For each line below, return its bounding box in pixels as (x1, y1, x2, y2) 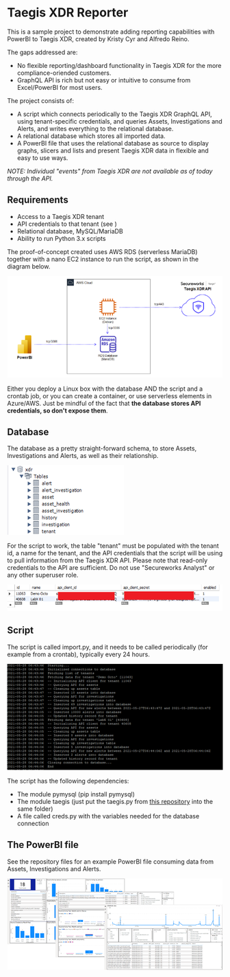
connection (16, 819, 49, 828)
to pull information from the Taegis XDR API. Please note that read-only (7, 556, 208, 564)
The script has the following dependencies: (7, 777, 129, 785)
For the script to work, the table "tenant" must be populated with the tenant (7, 542, 219, 550)
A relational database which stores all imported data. (16, 132, 166, 140)
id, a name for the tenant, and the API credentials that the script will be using (7, 549, 223, 558)
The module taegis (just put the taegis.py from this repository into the (16, 798, 214, 806)
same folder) (16, 805, 53, 813)
